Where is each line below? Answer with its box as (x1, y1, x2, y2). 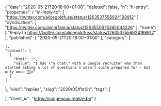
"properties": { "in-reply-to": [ (5, 9, 64, 15)
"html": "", (14, 57, 38, 62)
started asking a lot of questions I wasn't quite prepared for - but (5, 65, 151, 70)
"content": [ (5, 48, 32, 53)
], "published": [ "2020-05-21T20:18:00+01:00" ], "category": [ (5, 35, 131, 40)
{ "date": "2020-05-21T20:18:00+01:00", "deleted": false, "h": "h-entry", (5, 4, 149, 10)
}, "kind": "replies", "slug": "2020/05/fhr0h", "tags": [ (5, 86, 111, 92)
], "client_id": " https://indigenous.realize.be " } (5, 96, 96, 101)
